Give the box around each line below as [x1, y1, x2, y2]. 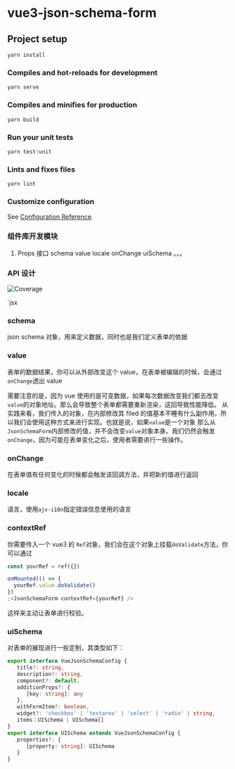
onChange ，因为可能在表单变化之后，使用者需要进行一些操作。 [7, 435, 187, 444]
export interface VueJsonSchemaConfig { [7, 658, 128, 665]
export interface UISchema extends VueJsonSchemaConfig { [7, 730, 181, 737]
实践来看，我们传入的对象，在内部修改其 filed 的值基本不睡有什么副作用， [7, 409, 221, 417]
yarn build [7, 116, 39, 123]
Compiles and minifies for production [7, 100, 137, 110]
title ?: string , [16, 664, 65, 671]
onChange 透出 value [7, 376, 63, 385]
